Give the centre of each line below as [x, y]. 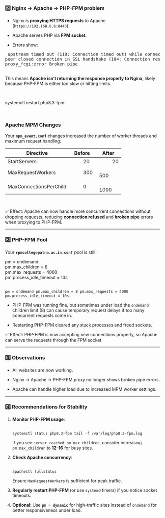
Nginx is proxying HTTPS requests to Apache [59, 21]
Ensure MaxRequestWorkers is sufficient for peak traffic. [67, 481]
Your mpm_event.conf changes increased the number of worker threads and [81, 136]
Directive [37, 153]
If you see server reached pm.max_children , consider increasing [77, 443]
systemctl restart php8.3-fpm [35, 103]
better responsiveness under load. [47, 510]
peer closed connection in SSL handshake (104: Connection [78, 59]
